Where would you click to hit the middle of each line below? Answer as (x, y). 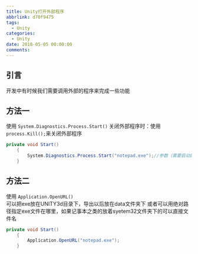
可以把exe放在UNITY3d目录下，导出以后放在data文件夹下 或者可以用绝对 (95, 203)
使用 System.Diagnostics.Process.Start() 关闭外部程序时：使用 (83, 126)
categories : (21, 34)
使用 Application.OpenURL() (40, 196)
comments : (18, 50)
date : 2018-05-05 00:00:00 (39, 45)
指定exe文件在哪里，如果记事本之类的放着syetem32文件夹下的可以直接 (97, 211)
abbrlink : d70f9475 (30, 17)
